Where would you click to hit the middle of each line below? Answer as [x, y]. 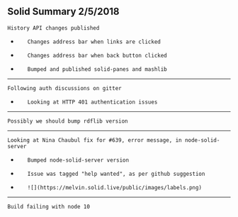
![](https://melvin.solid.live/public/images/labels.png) [115, 187]
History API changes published [53, 28]
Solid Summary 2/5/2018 [63, 12]
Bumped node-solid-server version [78, 160]
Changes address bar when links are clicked [94, 42]
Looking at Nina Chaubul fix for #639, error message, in [95, 140]
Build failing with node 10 [49, 206]
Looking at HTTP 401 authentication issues [92, 102]
